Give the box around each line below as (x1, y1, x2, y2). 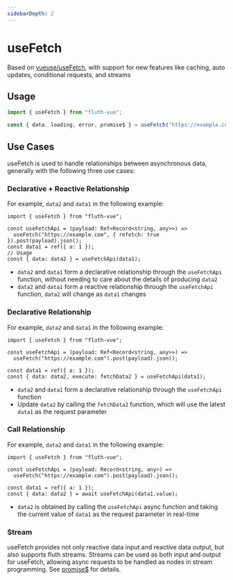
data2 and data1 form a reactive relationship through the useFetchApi (17, 283, 214, 291)
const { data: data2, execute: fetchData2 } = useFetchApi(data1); (7, 373, 207, 380)
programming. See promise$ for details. (7, 565, 121, 574)
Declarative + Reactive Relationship (7, 183, 130, 193)
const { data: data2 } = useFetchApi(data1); (7, 256, 141, 263)
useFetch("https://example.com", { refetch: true (13, 231, 159, 238)
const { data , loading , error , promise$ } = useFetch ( (7, 122, 169, 129)
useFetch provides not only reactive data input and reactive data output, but (7, 543, 224, 552)
